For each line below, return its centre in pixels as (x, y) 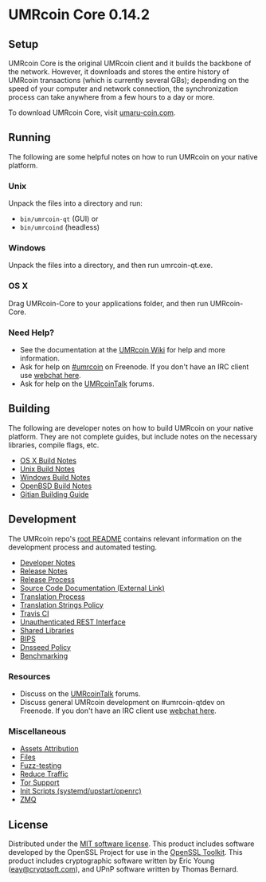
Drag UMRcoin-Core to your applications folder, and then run (108, 303)
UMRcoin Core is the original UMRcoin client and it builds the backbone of (130, 63)
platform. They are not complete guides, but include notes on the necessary (133, 436)
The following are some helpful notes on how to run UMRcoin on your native (133, 156)
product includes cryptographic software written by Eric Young (111, 861)
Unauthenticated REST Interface (72, 622)
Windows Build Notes (55, 477)
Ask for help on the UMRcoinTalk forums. (87, 384)
